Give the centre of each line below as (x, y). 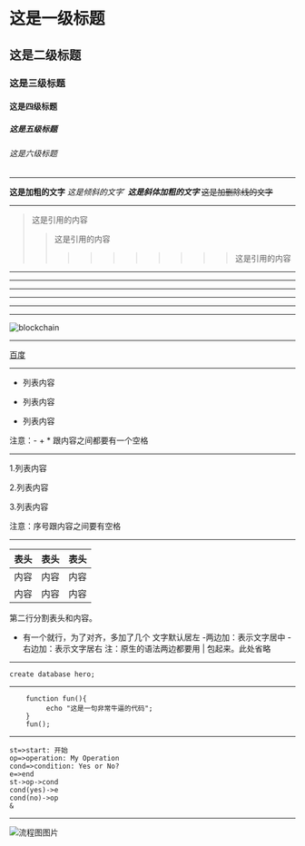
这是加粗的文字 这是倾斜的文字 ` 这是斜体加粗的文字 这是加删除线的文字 (142, 192)
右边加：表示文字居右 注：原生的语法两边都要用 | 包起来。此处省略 (147, 648)
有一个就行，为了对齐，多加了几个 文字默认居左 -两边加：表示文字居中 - (157, 637)
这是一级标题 (58, 19)
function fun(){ (57, 698)
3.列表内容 (29, 507)
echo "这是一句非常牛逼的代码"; (99, 708)
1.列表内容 (28, 467)
